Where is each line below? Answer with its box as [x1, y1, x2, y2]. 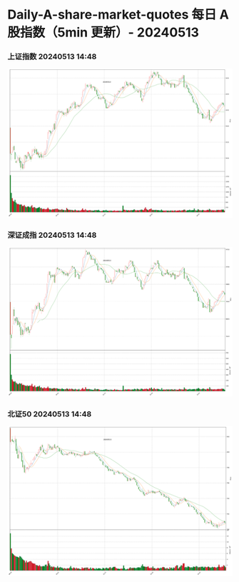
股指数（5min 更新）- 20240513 [7, 24, 200, 41]
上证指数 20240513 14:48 [7, 51, 97, 61]
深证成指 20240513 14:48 [7, 230, 97, 240]
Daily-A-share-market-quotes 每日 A [7, 6, 230, 23]
